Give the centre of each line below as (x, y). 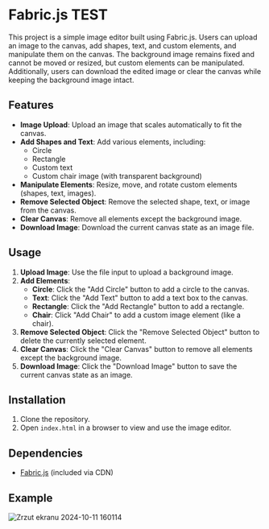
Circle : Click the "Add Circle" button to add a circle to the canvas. (141, 289)
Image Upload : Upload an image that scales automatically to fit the (131, 124)
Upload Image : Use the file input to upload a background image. (126, 272)
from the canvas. (48, 210)
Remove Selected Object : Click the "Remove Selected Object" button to (140, 332)
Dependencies (46, 453)
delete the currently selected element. (83, 341)
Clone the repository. (55, 419)
